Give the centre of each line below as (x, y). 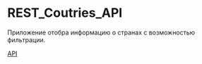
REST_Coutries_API (65, 13)
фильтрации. (26, 39)
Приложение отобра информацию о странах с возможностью (101, 32)
